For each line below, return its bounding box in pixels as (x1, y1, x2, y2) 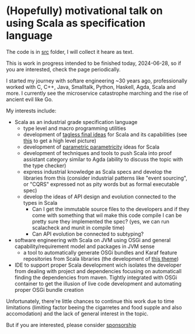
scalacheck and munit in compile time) (32, 224, 125, 231)
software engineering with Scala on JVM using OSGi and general (14, 236, 171, 243)
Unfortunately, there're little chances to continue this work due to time (6, 297, 175, 305)
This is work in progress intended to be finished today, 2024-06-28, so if (6, 60, 182, 67)
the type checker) (23, 162, 67, 169)
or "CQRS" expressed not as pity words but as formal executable (23, 180, 180, 188)
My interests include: (6, 107, 57, 114)
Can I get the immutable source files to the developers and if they (32, 205, 190, 212)
